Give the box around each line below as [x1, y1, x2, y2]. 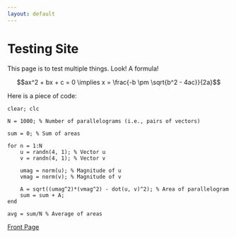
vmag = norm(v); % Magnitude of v [20, 173, 122, 180]
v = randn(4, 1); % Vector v [20, 155, 106, 162]
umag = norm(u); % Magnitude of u [20, 167, 122, 174]
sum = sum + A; [20, 191, 65, 198]
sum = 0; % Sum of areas [7, 130, 81, 137]
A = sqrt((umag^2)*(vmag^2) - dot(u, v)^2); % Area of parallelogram [20, 185, 230, 193]
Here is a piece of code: [7, 91, 78, 100]
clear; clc [7, 105, 40, 112]
